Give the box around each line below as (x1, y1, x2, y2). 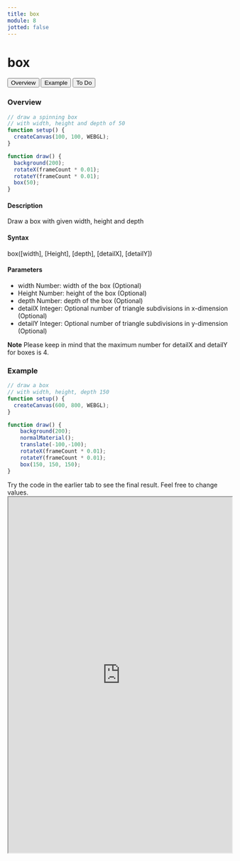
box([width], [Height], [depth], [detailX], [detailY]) (7, 249, 153, 258)
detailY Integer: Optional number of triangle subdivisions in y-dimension (17, 319, 229, 327)
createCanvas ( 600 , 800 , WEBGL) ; (13, 401, 110, 409)
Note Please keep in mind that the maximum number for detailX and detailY (7, 340, 228, 349)
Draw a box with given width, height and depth (7, 217, 144, 226)
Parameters (7, 265, 43, 274)
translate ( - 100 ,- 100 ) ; (20, 441, 87, 448)
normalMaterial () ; (20, 435, 75, 442)
